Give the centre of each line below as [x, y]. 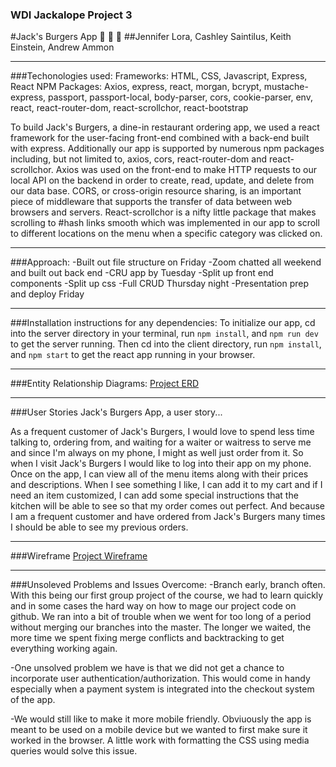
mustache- [286, 87]
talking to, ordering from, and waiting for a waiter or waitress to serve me [161, 442]
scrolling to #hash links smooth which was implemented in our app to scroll [165, 223]
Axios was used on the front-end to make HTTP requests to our [186, 170]
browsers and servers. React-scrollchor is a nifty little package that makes [163, 212]
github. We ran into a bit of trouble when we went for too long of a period [161, 617]
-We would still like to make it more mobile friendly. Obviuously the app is [161, 719]
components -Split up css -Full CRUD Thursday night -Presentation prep [159, 284]
